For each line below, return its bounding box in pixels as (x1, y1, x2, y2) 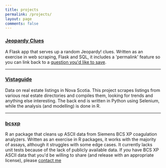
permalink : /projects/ (5, 12, 52, 17)
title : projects (5, 7, 39, 12)
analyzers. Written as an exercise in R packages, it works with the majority (5, 136, 157, 142)
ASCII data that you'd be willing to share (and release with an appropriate (5, 152, 154, 158)
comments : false (5, 21, 39, 26)
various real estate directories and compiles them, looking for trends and (5, 92, 153, 98)
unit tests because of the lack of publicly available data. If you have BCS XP (5, 147, 159, 153)
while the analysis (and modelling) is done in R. (5, 103, 101, 109)
